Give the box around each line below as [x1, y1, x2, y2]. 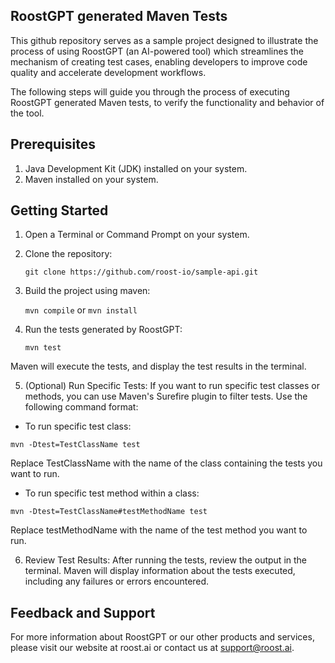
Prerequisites [10, 136, 96, 153]
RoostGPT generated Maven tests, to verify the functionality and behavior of [10, 96, 325, 108]
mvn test [24, 343, 62, 353]
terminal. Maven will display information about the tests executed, [24, 565, 296, 577]
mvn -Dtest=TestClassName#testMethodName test [10, 507, 208, 517]
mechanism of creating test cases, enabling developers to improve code [10, 55, 308, 68]
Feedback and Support [10, 604, 156, 621]
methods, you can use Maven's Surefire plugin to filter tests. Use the [24, 390, 308, 403]
